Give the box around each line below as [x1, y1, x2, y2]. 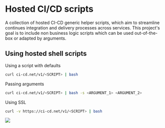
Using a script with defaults [5, 62, 61, 68]
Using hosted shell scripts [5, 50, 87, 58]
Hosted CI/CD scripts [5, 3, 94, 15]
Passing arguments [5, 81, 44, 87]
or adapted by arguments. [14, 35, 66, 41]
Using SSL [5, 99, 26, 105]
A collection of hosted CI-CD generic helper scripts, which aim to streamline [5, 20, 160, 26]
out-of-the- [134, 30, 158, 36]
